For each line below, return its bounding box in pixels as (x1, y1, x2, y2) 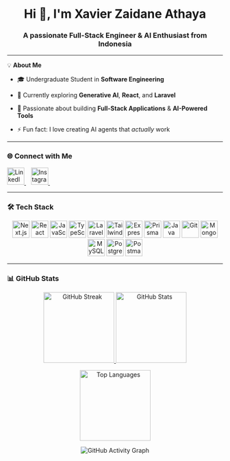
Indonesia (98, 39, 132, 49)
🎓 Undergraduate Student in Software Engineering (16, 75, 164, 84)
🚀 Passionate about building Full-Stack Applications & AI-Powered (16, 104, 207, 112)
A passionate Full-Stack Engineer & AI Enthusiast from (23, 31, 207, 40)
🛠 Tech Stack (7, 202, 54, 212)
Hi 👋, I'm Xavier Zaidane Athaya (23, 6, 207, 22)
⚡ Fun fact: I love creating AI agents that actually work (16, 125, 170, 134)
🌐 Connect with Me (7, 151, 73, 161)
